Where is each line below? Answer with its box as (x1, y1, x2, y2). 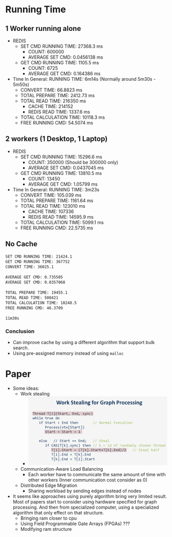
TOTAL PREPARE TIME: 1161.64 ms (20, 197, 93, 204)
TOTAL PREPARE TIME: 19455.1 (5, 290, 68, 295)
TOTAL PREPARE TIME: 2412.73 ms (20, 93, 95, 98)
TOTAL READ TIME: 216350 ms (20, 98, 86, 104)
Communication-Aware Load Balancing (20, 466, 104, 472)
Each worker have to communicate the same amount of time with (28, 471, 166, 477)
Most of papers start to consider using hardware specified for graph (12, 498, 157, 505)
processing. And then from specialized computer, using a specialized (12, 504, 159, 510)
